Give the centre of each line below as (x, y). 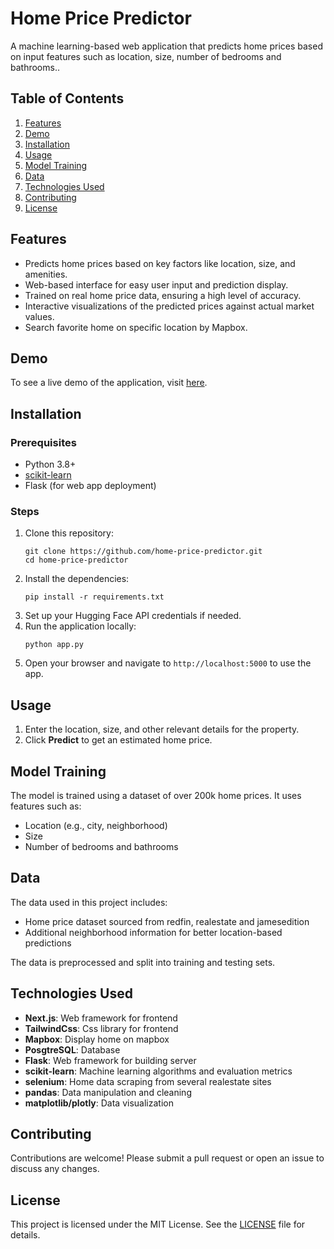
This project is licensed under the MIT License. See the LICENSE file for (158, 1224)
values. (39, 316)
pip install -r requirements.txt (94, 597)
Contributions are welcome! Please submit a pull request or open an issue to (167, 1158)
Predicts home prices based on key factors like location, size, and (160, 263)
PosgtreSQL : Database (72, 1049)
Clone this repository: (69, 533)
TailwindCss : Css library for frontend (101, 1028)
